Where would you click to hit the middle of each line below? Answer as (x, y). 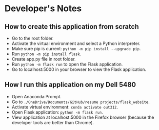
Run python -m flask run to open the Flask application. (67, 64)
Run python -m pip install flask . (46, 54)
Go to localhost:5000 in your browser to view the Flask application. (79, 69)
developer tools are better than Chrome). (53, 122)
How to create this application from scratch (72, 27)
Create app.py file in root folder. (44, 59)
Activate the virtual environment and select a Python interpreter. (76, 43)
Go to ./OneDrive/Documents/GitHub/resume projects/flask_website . (80, 102)
